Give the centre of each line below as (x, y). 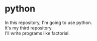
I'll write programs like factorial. (37, 33)
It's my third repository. (29, 27)
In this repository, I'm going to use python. (48, 22)
